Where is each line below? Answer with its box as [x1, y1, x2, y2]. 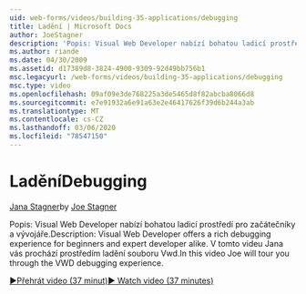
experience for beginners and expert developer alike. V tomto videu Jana [9, 238, 284, 248]
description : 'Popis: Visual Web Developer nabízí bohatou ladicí [9, 38, 267, 48]
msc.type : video [9, 81, 71, 90]
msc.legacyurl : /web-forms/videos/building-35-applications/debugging [9, 73, 283, 82]
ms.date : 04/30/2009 [9, 56, 88, 65]
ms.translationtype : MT [9, 106, 100, 116]
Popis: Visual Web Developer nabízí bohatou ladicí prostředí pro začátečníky [9, 218, 296, 229]
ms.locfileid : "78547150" [9, 132, 107, 141]
